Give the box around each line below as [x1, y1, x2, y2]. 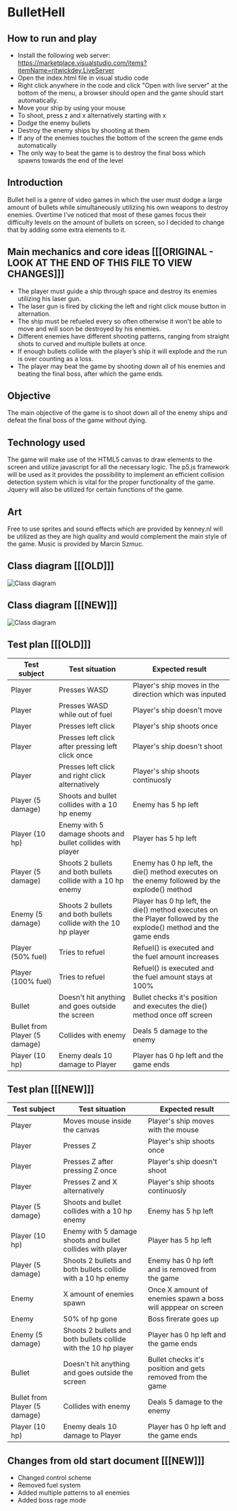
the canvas [63, 1125, 100, 1135]
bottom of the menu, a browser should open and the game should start [17, 89, 224, 97]
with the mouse [147, 1125, 199, 1135]
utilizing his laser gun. [17, 294, 81, 302]
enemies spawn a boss [147, 1294, 224, 1304]
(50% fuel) [11, 951, 47, 961]
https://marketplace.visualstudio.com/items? [17, 59, 147, 67]
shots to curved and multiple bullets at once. [17, 339, 147, 348]
